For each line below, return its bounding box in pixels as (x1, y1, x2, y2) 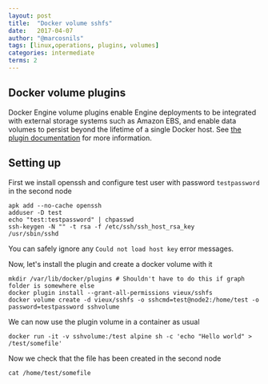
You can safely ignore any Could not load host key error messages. (8, 244, 234, 253)
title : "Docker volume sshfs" (8, 19, 113, 27)
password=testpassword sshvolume (8, 302, 120, 311)
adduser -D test (8, 208, 62, 216)
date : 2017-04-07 (8, 26, 74, 34)
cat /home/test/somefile (8, 369, 91, 377)
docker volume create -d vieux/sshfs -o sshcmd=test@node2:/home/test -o (8, 296, 260, 304)
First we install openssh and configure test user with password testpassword (8, 177, 260, 187)
